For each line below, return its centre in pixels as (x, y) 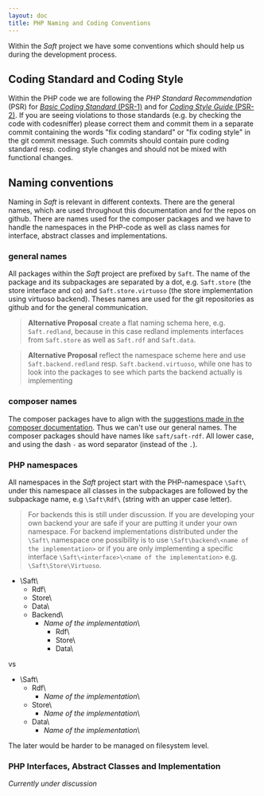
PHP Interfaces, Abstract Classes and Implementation (115, 766)
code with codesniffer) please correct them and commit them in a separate (131, 124)
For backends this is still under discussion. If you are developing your (141, 515)
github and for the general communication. (78, 308)
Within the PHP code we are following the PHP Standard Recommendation (130, 98)
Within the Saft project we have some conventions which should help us (126, 45)
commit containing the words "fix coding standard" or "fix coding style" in (129, 132)
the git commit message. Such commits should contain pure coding (118, 141)
